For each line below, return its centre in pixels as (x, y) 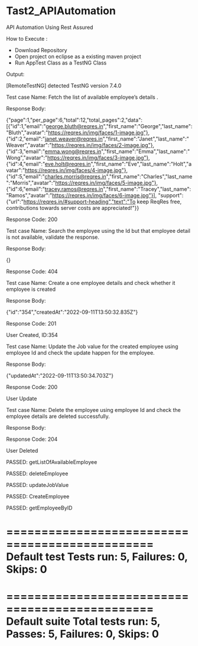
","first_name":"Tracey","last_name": (147, 189)
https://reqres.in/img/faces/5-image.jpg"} (106, 183)
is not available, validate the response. (53, 237)
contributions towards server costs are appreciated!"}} (73, 207)
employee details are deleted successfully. (58, 416)
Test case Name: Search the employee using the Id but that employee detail (98, 231)
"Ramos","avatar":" (29, 195)
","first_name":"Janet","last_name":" (146, 139)
